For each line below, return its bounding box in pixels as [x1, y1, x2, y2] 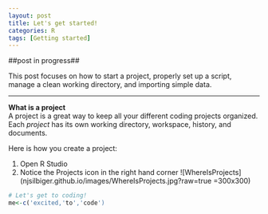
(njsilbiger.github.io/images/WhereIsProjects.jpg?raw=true [19, 176, 212, 186]
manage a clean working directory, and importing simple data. [8, 80, 212, 89]
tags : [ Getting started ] [8, 34, 91, 42]
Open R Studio [19, 159, 68, 168]
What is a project [8, 103, 66, 113]
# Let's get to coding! [8, 192, 88, 200]
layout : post [8, 11, 52, 20]
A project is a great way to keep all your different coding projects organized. [8, 111, 258, 121]
